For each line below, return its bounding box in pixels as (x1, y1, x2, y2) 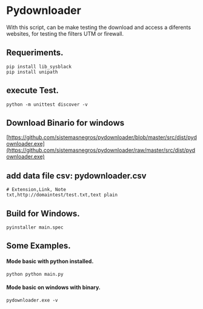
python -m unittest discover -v (6, 101, 88, 108)
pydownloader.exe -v (6, 297, 59, 303)
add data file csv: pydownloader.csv (6, 171, 147, 181)
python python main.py (6, 271, 64, 277)
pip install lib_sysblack (6, 63, 72, 70)
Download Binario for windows (6, 117, 125, 128)
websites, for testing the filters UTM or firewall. (6, 30, 124, 37)
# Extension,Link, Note (6, 187, 67, 193)
